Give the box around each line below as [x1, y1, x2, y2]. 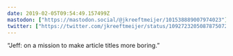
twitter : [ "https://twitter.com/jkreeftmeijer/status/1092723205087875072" [7, 23, 231, 29]
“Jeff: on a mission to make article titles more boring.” [7, 42, 160, 50]
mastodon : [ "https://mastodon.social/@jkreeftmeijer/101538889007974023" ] [7, 16, 228, 23]
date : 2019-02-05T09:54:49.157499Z [7, 10, 110, 17]
